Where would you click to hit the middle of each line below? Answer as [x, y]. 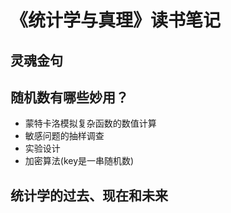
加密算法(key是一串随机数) [79, 161]
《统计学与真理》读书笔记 [116, 20]
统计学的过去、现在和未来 [89, 195]
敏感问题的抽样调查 [64, 136]
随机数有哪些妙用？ [69, 97]
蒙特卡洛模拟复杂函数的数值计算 [90, 123]
